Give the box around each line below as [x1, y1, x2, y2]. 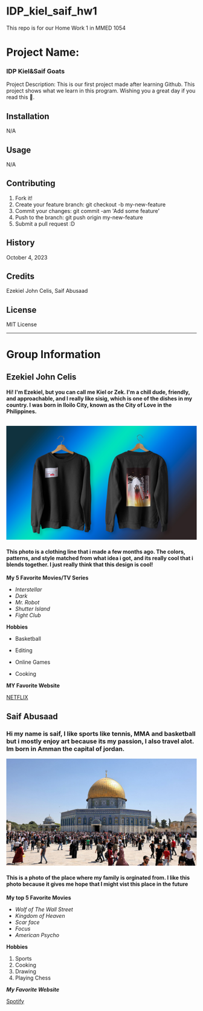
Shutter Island [14, 605, 50, 612]
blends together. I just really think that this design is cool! [6, 561, 153, 568]
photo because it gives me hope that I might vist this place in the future [6, 880, 188, 888]
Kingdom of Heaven [14, 912, 65, 919]
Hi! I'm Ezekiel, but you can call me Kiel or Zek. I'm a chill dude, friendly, [6, 388, 190, 396]
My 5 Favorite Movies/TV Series [6, 574, 89, 581]
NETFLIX [6, 694, 28, 701]
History [6, 238, 35, 248]
